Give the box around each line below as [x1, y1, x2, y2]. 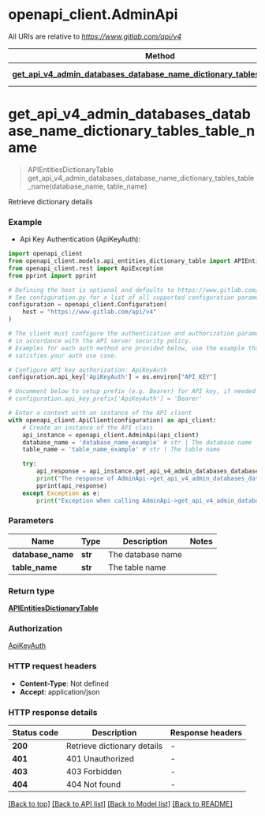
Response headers [170, 728, 243, 739]
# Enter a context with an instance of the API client [8, 409, 192, 417]
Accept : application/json [19, 687, 100, 696]
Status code [12, 728, 59, 739]
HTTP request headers [8, 661, 97, 672]
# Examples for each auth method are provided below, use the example [8, 344, 245, 352]
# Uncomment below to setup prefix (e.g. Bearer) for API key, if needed [8, 387, 256, 395]
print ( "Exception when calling [36, 496, 140, 504]
